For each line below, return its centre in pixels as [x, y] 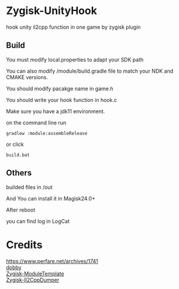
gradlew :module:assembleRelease [47, 133]
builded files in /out [29, 187]
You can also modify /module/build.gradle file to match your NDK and [90, 71]
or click [15, 144]
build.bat [18, 155]
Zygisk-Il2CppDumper [33, 280]
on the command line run [36, 123]
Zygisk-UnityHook [52, 11]
